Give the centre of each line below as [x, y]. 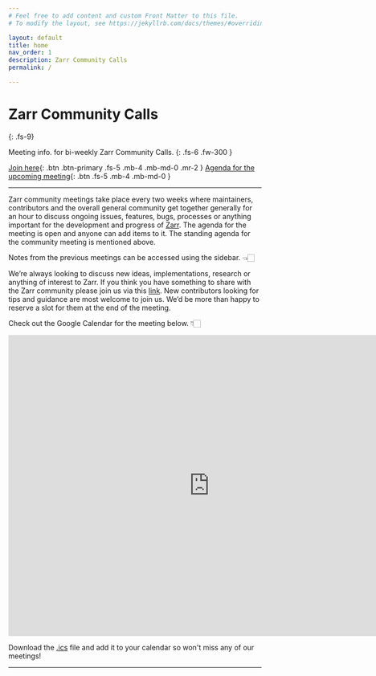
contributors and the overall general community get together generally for [131, 208]
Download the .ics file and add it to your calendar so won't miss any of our [131, 647]
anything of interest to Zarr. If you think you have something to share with [130, 282]
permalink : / [30, 68]
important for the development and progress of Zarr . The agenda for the [127, 225]
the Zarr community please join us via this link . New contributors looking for [134, 291]
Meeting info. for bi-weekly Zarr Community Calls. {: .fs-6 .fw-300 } [121, 152]
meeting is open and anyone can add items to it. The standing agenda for [129, 233]
